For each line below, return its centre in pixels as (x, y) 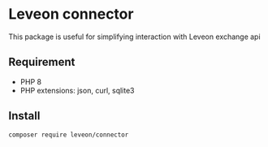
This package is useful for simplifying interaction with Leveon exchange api (135, 37)
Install (24, 116)
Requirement (42, 62)
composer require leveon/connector (69, 135)
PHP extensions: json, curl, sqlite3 (78, 90)
